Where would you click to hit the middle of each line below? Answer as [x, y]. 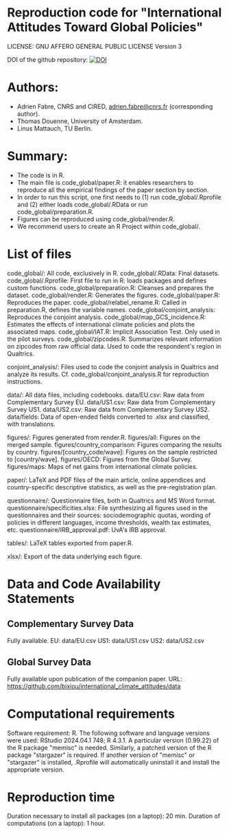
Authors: [33, 88]
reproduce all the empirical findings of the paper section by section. [113, 190]
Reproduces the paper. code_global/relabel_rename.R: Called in [97, 302]
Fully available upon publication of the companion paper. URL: [95, 679]
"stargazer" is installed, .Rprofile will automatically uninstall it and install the [114, 762]
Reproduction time [61, 797]
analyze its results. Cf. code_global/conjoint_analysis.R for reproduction [108, 374]
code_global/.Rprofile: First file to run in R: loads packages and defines [107, 281]
